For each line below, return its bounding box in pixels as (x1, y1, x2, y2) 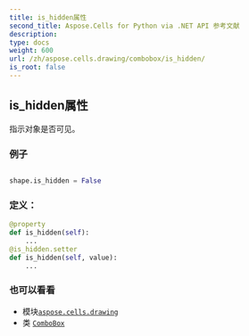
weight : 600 (9, 46, 54, 55)
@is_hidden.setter (9, 244, 78, 254)
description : (9, 29, 58, 38)
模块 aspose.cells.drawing (21, 306, 119, 316)
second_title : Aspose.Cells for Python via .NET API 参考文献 (9, 21, 240, 30)
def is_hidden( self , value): (9, 253, 118, 262)
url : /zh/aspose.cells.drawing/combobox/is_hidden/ (9, 54, 205, 63)
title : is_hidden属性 (9, 12, 87, 22)
